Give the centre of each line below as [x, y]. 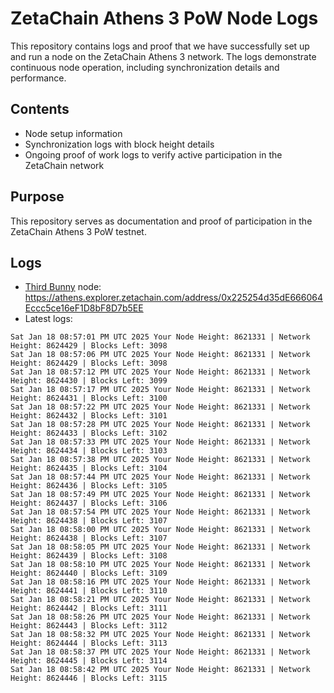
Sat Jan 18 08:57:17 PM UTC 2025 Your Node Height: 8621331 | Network [160, 390]
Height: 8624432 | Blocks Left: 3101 [89, 416]
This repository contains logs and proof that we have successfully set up [160, 46]
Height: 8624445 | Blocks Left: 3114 [89, 661]
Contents [40, 109]
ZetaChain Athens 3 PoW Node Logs [164, 18]
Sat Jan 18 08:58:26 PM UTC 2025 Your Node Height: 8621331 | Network [160, 617]
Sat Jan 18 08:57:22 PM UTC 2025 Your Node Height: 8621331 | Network [160, 407]
